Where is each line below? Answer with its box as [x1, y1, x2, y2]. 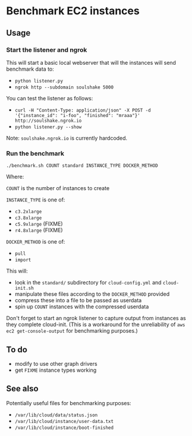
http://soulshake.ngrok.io [14, 118, 82, 124]
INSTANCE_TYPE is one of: [6, 196, 65, 203]
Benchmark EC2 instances [6, 4, 140, 18]
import [14, 257, 32, 263]
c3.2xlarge [14, 209, 42, 215]
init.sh [14, 285, 34, 292]
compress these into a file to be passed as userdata [14, 297, 142, 304]
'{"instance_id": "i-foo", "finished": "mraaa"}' [14, 112, 141, 118]
